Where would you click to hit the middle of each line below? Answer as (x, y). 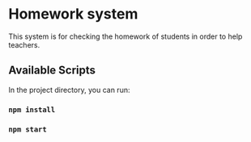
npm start (28, 129)
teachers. (24, 44)
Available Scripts (52, 71)
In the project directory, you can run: (69, 90)
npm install (32, 109)
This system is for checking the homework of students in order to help (125, 36)
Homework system (73, 14)
